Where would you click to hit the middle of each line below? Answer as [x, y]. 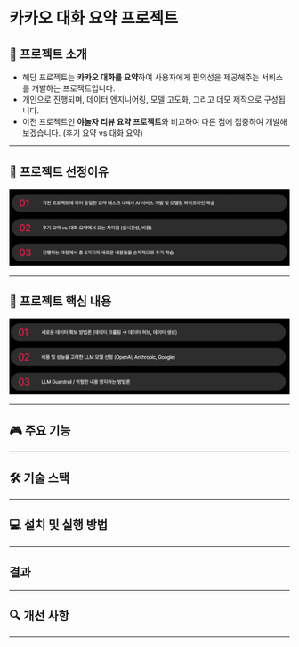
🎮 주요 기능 [40, 431]
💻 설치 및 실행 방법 [59, 525]
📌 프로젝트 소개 [48, 54]
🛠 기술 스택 [39, 478]
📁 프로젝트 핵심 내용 [61, 301]
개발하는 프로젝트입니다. [73, 88]
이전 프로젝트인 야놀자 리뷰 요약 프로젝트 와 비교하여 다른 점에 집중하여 [143, 122]
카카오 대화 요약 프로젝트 [94, 18]
